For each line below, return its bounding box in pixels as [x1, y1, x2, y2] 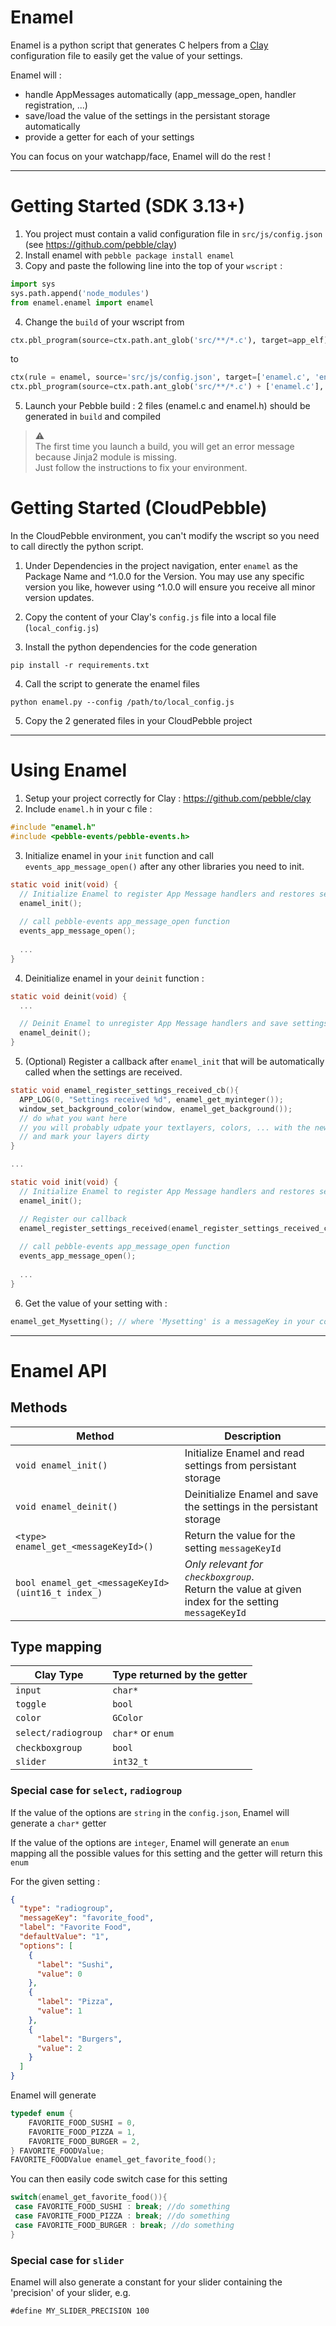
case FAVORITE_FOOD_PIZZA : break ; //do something [14, 2211, 230, 2221]
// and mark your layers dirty [19, 1132, 150, 1142]
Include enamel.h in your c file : [24, 803, 153, 815]
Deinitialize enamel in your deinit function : [24, 972, 205, 984]
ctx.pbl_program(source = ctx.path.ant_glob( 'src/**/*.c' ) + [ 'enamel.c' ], [10, 382, 325, 392]
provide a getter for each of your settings [24, 131, 195, 143]
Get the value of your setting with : [24, 1297, 168, 1309]
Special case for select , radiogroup [10, 1784, 183, 1798]
